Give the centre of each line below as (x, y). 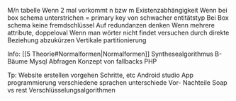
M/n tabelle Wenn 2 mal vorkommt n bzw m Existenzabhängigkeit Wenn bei (118, 10)
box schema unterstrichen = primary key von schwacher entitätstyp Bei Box (118, 18)
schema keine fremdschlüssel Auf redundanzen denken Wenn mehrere (111, 25)
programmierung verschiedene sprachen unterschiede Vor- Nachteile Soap (118, 83)
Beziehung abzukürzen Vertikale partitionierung (77, 40)
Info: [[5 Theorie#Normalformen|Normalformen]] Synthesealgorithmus (111, 54)
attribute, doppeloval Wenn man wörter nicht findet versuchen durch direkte (118, 32)
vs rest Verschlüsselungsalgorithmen (61, 90)
